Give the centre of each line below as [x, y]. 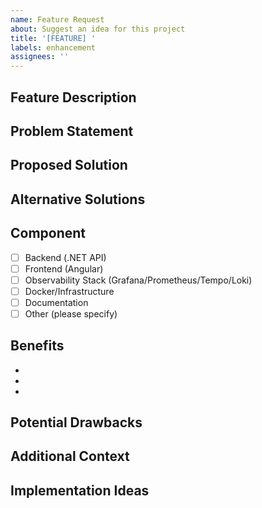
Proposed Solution [69, 165]
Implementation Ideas [80, 490]
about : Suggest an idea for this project [98, 29]
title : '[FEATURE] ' [53, 38]
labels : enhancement [53, 47]
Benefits [37, 346]
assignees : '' [40, 57]
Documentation [56, 302]
